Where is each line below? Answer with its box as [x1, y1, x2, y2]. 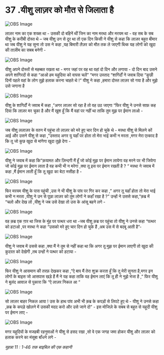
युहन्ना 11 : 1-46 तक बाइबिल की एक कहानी [5, 344, 72, 350]
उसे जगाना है [5, 83, 25, 89]
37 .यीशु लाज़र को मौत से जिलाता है [5, 4, 114, 16]
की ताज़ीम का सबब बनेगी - [5, 47, 46, 53]
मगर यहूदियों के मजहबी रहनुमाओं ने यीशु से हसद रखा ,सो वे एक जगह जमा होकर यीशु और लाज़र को [5, 328, 155, 334]
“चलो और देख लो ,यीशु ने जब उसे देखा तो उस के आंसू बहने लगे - [5, 199, 106, 205]
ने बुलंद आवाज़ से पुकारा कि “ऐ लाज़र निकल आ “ [5, 279, 81, 285]
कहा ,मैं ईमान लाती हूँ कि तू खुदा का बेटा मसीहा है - [5, 168, 82, 174]
